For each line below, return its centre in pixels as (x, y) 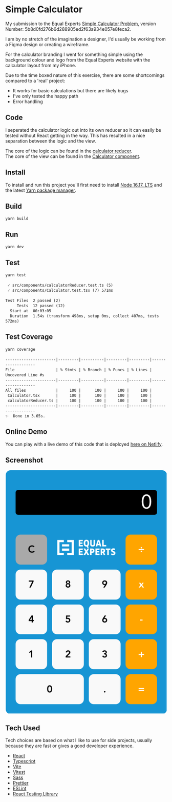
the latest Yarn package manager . (41, 190)
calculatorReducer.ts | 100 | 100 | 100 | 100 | (80, 400)
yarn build (17, 219)
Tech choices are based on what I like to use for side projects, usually (79, 740)
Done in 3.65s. (29, 416)
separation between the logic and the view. (51, 141)
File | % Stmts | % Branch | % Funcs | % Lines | (79, 370)
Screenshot (24, 460)
